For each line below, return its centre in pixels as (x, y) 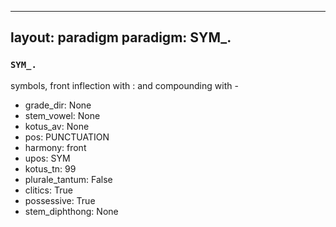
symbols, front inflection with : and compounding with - (124, 85)
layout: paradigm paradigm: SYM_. (121, 37)
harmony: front (55, 147)
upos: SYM (47, 158)
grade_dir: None (58, 105)
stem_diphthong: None (71, 211)
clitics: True (48, 190)
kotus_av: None (57, 126)
